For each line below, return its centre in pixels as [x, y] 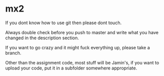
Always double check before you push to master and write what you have [82, 32]
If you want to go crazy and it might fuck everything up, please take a [78, 47]
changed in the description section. [42, 38]
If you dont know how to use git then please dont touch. [64, 23]
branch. [13, 53]
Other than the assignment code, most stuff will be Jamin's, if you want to [82, 62]
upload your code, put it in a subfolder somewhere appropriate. [71, 68]
